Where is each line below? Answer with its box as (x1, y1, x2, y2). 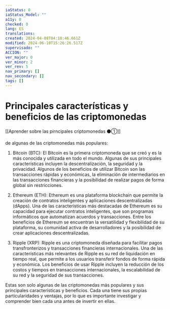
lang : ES (5, 26, 24, 32)
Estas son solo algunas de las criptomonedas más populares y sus (5, 282, 144, 288)
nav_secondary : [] (5, 74, 44, 79)
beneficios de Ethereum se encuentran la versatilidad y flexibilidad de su (12, 219, 165, 225)
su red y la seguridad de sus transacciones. (12, 272, 104, 278)
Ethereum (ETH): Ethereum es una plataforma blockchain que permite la (12, 192, 163, 198)
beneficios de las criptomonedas (5, 111, 147, 122)
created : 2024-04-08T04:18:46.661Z (5, 36, 81, 41)
